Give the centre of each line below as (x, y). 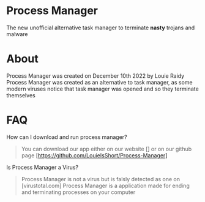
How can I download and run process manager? (67, 137)
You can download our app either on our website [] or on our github (106, 149)
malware (17, 34)
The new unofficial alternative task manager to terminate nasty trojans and (101, 28)
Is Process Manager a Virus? (42, 167)
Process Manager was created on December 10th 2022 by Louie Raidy (95, 76)
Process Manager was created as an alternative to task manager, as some (99, 82)
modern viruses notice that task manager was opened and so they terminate (102, 89)
